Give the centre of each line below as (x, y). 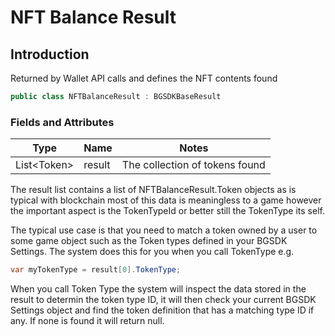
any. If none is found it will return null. (87, 321)
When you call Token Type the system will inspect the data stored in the (158, 289)
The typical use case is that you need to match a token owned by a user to (164, 230)
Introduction (50, 54)
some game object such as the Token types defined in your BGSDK (149, 241)
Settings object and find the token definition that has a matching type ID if (162, 310)
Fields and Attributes (62, 122)
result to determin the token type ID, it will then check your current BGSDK (163, 300)
